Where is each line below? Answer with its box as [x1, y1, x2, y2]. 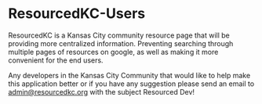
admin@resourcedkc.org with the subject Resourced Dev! [8, 87, 195, 96]
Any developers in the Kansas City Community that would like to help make [8, 70, 251, 80]
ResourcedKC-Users [8, 5, 146, 23]
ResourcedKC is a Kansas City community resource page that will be [8, 30, 230, 40]
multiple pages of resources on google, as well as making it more [8, 47, 219, 56]
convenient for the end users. [8, 56, 104, 65]
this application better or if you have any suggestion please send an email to [8, 79, 255, 88]
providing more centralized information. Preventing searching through [8, 38, 234, 48]
